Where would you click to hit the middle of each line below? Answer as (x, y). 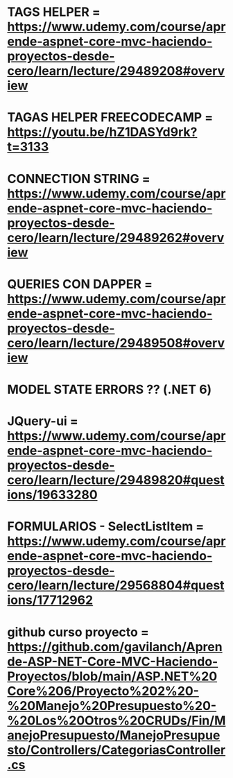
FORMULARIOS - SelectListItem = (106, 527)
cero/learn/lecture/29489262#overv (116, 237)
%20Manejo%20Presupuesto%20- (112, 706)
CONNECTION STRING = (79, 179)
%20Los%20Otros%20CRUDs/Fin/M (116, 720)
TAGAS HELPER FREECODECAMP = (110, 118)
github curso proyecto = (78, 632)
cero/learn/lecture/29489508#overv (116, 343)
